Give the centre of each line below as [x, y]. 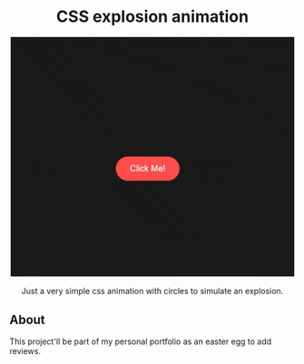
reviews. [25, 351]
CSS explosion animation [152, 17]
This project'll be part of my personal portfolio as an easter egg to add [141, 341]
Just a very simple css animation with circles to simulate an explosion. [152, 291]
